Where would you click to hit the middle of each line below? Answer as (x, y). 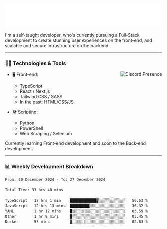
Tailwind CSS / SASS (41, 97)
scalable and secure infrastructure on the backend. (58, 46)
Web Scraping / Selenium (46, 134)
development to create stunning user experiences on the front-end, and (79, 40)
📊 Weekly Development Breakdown (49, 167)
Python (27, 123)
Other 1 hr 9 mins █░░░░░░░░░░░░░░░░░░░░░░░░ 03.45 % (77, 216)
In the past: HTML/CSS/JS (46, 102)
